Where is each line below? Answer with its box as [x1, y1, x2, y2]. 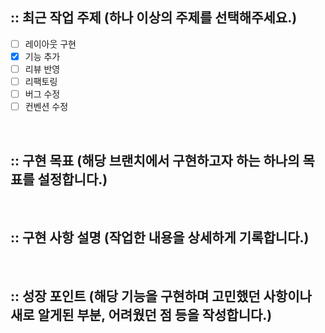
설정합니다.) [37, 171, 108, 188]
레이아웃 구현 [24, 38, 77, 50]
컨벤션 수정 [24, 101, 69, 113]
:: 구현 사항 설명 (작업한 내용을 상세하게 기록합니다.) [10, 229, 310, 247]
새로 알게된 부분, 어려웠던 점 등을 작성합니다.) [10, 307, 273, 324]
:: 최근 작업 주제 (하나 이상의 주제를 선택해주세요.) [10, 9, 298, 27]
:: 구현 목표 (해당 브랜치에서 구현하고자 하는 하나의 [10, 152, 300, 169]
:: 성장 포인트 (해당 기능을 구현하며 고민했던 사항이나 [10, 288, 312, 305]
